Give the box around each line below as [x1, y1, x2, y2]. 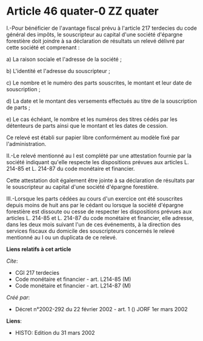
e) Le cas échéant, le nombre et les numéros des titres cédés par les [6, 115, 178, 123]
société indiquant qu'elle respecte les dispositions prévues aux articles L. [6, 158, 189, 165]
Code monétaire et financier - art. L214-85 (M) [15, 275, 131, 283]
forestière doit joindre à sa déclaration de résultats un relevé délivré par [6, 37, 185, 44]
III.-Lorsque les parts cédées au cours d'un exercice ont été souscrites [6, 195, 183, 202]
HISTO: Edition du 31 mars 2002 [15, 329, 95, 336]
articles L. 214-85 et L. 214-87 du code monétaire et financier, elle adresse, [6, 214, 194, 221]
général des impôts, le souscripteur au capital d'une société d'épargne [6, 30, 183, 38]
